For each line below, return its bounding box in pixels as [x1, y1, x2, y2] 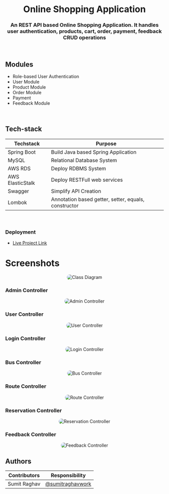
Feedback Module [12, 100, 50, 106]
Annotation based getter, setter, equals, [51, 196, 145, 203]
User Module [12, 79, 40, 85]
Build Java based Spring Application [51, 149, 137, 156]
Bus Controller [5, 359, 41, 366]
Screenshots [5, 258, 60, 269]
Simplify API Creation [51, 188, 102, 195]
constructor [51, 202, 79, 209]
